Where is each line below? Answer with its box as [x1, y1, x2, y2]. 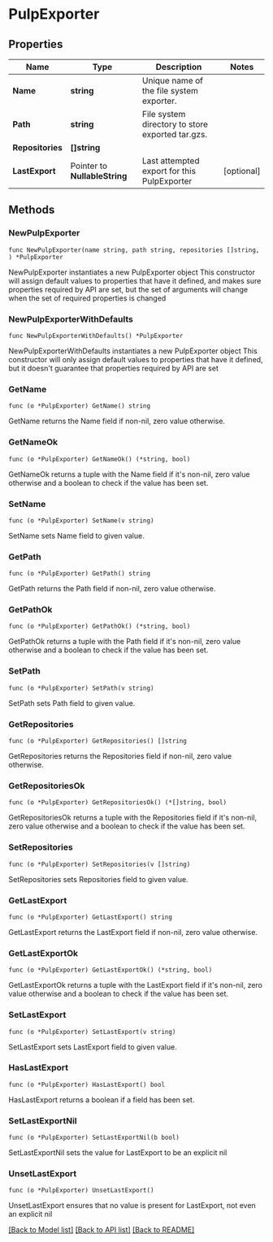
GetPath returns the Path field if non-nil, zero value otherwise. [8, 584, 216, 594]
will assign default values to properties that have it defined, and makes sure [8, 275, 262, 285]
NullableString [70, 171, 128, 181]
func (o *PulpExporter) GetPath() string [8, 569, 151, 578]
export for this [141, 166, 197, 176]
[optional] [223, 166, 261, 176]
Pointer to [70, 160, 108, 171]
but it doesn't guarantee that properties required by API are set [8, 363, 219, 373]
